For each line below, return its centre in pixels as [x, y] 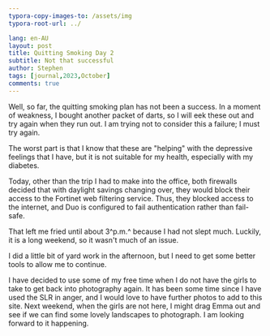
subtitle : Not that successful [61, 61]
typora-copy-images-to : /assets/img [70, 16]
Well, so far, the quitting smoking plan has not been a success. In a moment [135, 106]
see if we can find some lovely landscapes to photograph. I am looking [126, 314]
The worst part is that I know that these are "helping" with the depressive [131, 148]
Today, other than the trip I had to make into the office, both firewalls [123, 181]
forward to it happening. [49, 323]
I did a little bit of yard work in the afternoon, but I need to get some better [132, 256]
